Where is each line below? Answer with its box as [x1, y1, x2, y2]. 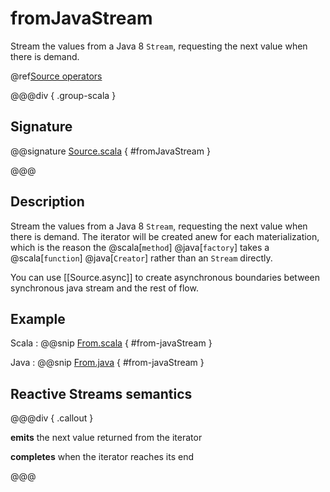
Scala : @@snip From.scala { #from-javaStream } [10, 337, 213, 349]
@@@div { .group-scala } [10, 89, 117, 101]
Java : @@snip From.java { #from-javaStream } [10, 357, 205, 369]
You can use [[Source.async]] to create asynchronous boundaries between [10, 271, 320, 283]
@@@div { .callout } [10, 412, 94, 424]
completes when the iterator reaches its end [10, 451, 195, 463]
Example [10, 310, 66, 327]
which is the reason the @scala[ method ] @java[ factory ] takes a [10, 241, 270, 253]
